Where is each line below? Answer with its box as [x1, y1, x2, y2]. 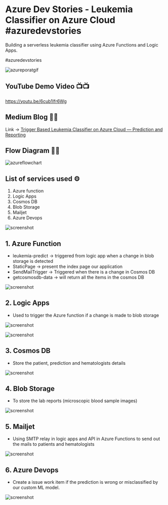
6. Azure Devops [5, 465, 59, 474]
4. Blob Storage [5, 384, 55, 393]
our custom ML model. [12, 485, 60, 491]
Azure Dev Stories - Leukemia [5, 4, 133, 15]
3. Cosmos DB [5, 346, 51, 355]
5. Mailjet [5, 422, 35, 431]
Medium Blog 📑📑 [5, 113, 58, 122]
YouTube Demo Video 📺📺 [5, 82, 90, 91]
